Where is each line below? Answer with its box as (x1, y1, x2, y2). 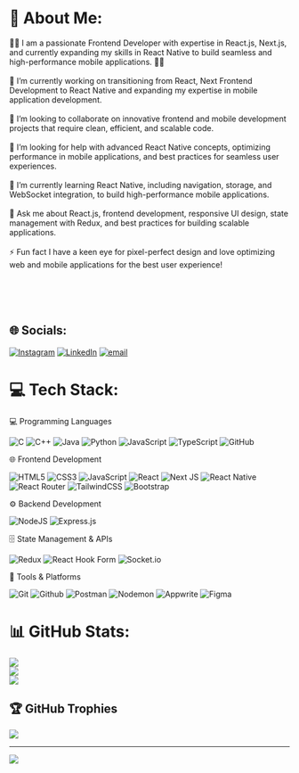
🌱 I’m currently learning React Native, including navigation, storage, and (9, 179, 272, 190)
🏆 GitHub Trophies (9, 702, 118, 717)
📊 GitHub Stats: (9, 621, 131, 641)
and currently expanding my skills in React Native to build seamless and (9, 46, 273, 57)
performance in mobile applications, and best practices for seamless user (9, 151, 279, 161)
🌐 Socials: (9, 323, 68, 338)
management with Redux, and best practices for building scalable (9, 218, 250, 228)
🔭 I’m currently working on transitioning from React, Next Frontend (9, 75, 253, 86)
